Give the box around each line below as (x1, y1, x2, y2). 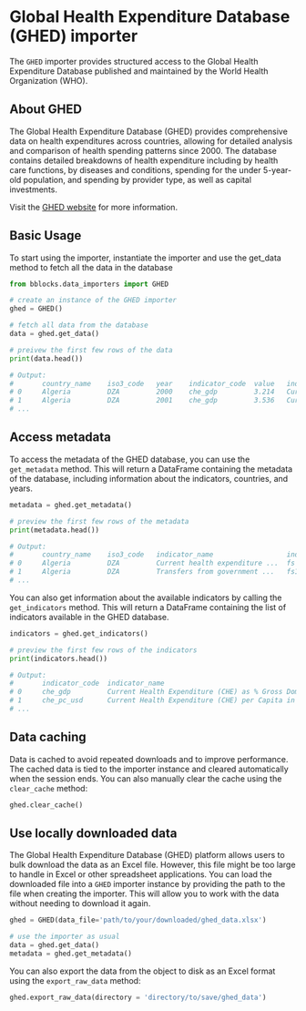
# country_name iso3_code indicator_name (9, 550, 214, 559)
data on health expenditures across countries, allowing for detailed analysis (9, 135, 293, 147)
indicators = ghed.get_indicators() (9, 628, 148, 638)
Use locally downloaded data (9, 825, 178, 841)
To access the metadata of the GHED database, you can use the (9, 454, 250, 465)
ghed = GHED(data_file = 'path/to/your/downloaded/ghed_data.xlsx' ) (9, 915, 267, 925)
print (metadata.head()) (9, 526, 100, 535)
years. (9, 483, 34, 494)
